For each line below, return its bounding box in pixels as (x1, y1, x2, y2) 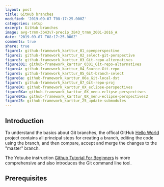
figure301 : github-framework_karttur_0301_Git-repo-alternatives (5, 62, 141, 67)
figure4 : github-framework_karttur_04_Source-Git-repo (5, 67, 120, 72)
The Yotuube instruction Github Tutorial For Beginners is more (5, 155, 130, 160)
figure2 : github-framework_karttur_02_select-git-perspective (5, 53, 135, 58)
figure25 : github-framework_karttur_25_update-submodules (5, 99, 126, 104)
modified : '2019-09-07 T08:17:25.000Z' (5, 16, 87, 21)
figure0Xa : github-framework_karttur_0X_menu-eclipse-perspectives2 (5, 94, 148, 99)
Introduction (5, 116, 44, 125)
